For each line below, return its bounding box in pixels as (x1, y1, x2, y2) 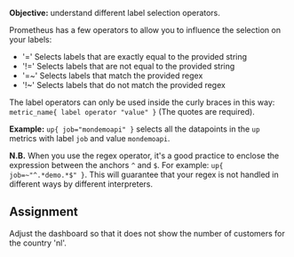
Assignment (9, 205, 78, 220)
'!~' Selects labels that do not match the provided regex (21, 80, 226, 90)
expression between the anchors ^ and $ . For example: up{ (9, 160, 224, 170)
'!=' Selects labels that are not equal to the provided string (21, 61, 235, 71)
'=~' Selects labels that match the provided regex (21, 70, 203, 81)
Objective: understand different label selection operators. (9, 8, 220, 18)
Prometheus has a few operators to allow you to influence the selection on (9, 25, 282, 35)
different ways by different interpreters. (9, 179, 154, 189)
